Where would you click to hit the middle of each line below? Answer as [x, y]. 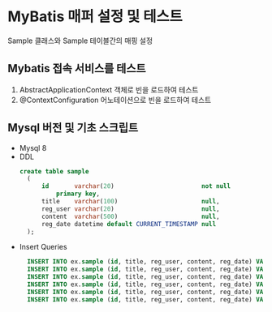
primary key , [78, 194]
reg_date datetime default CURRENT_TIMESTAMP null [129, 224]
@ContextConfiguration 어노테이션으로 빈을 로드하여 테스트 [115, 100]
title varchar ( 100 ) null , [130, 202]
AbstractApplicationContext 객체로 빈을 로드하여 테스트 [109, 89]
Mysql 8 [33, 147]
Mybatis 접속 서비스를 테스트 [77, 68]
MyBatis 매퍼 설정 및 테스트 [95, 17]
